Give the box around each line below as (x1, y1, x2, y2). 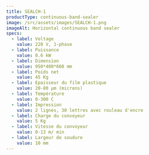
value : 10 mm (16, 140, 49, 146)
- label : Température (11, 91, 65, 97)
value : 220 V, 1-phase (16, 42, 72, 48)
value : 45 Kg (16, 74, 49, 80)
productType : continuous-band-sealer (6, 14, 99, 20)
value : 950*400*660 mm (16, 63, 72, 70)
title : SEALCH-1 (6, 8, 46, 15)
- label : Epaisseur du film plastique (11, 80, 107, 86)
